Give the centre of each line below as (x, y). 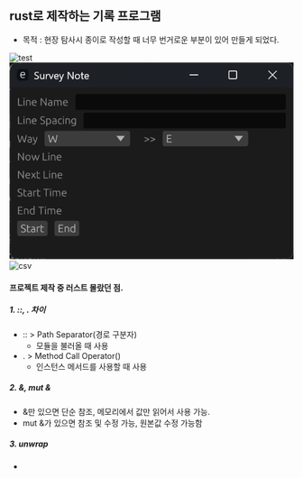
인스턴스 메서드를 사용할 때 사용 (91, 366)
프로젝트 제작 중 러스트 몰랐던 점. (66, 288)
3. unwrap (29, 444)
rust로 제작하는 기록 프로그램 (85, 16)
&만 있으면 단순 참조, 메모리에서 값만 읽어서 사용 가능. (116, 411)
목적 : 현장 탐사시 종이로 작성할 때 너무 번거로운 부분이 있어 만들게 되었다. (151, 40)
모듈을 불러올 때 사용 (72, 345)
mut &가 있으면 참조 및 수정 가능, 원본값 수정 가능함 (112, 423)
